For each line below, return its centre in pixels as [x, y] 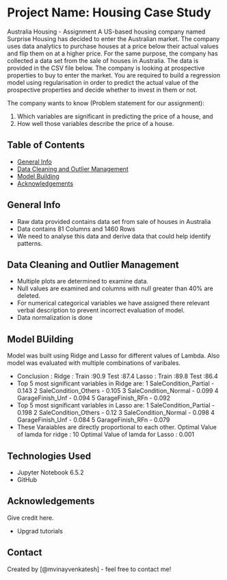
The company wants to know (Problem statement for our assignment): [106, 103]
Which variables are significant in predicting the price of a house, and [115, 116]
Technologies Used [49, 456]
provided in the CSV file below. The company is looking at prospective [106, 68]
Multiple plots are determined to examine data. [83, 281]
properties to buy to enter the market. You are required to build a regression [114, 75]
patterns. [30, 243]
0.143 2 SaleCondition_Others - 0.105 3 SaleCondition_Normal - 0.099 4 [118, 391]
